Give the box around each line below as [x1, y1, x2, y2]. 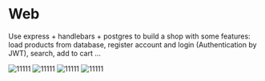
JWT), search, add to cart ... [8, 48, 102, 58]
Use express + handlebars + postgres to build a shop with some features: [8, 31, 251, 41]
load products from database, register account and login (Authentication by [8, 39, 258, 49]
